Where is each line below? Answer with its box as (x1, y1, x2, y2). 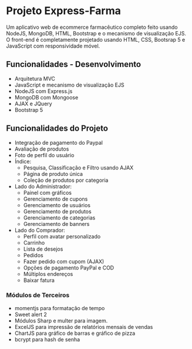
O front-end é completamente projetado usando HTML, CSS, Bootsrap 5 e (6, 36, 186, 43)
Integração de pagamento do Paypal (14, 139, 103, 146)
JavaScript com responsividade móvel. (6, 42, 100, 49)
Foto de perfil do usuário (14, 151, 75, 158)
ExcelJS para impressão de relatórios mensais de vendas (14, 323, 153, 330)
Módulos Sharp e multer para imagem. (14, 317, 108, 324)
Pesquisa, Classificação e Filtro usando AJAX (23, 164, 134, 171)
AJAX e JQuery (14, 100, 52, 107)
